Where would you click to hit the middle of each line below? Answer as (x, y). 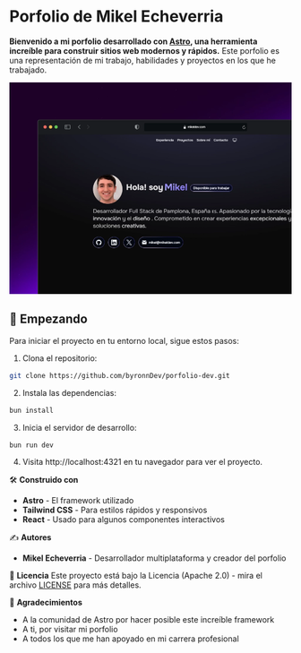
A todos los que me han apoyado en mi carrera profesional (130, 639)
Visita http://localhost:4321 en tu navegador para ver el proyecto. (142, 462)
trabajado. (28, 70)
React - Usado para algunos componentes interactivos (124, 520)
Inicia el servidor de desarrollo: (79, 427)
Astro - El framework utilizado (78, 501)
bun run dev (31, 445)
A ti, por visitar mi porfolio (70, 630)
